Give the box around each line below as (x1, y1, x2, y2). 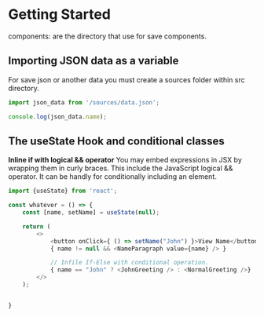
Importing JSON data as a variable (8, 54, 179, 67)
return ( (22, 222, 51, 231)
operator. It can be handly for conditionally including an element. (8, 172, 218, 181)
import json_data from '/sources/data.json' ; (8, 98, 159, 107)
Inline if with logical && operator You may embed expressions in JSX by (8, 155, 242, 165)
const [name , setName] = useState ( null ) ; (22, 209, 159, 217)
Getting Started (8, 5, 112, 24)
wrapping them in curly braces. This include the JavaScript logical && (8, 163, 233, 173)
